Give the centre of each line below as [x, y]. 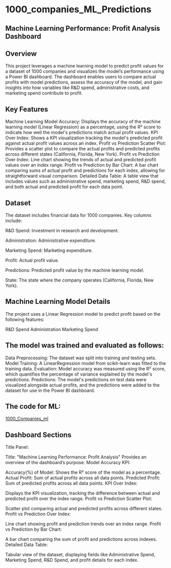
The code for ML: [33, 407]
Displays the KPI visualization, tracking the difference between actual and [82, 493]
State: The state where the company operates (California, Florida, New [80, 280]
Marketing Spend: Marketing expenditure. [49, 250]
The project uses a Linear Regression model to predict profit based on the [83, 314]
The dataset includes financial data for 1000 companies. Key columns [78, 215]
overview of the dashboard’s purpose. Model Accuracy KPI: [68, 463]
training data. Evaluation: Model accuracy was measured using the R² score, [86, 368]
